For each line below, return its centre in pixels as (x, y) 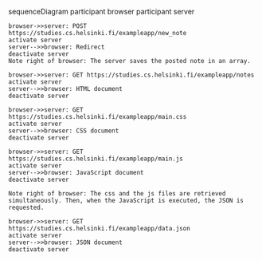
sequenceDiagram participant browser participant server (102, 12)
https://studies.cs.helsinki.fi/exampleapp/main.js (96, 159)
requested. (26, 207)
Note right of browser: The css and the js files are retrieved (117, 194)
